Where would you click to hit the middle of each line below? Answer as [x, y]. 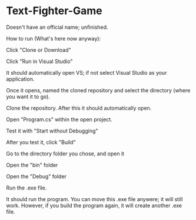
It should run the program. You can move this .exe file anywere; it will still [94, 199]
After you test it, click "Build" [41, 142]
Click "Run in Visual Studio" [39, 61]
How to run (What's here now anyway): [54, 38]
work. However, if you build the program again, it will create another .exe [94, 205]
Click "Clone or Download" [39, 50]
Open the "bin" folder [32, 165]
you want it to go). [28, 96]
